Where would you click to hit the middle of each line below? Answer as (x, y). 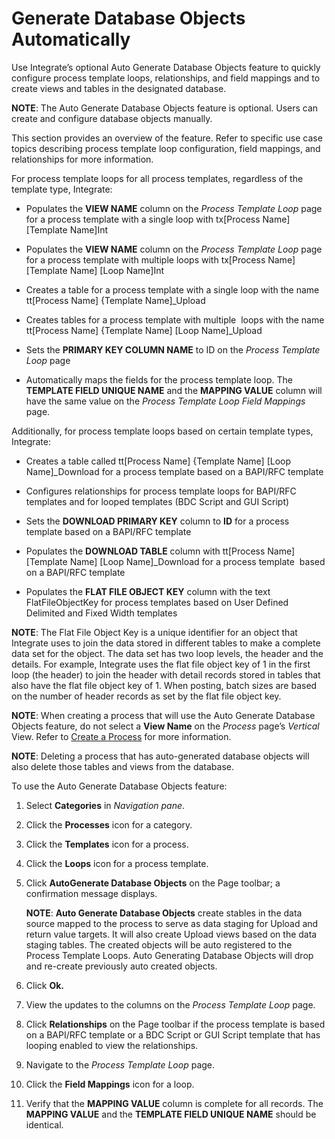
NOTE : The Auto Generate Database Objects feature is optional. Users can (165, 108)
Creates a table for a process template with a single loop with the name (172, 289)
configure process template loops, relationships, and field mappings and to (166, 78)
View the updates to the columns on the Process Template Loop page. (170, 1004)
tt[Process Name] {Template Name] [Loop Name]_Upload (144, 330)
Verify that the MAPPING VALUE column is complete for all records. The (174, 1103)
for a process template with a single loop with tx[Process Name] (158, 219)
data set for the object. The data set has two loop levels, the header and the (167, 653)
